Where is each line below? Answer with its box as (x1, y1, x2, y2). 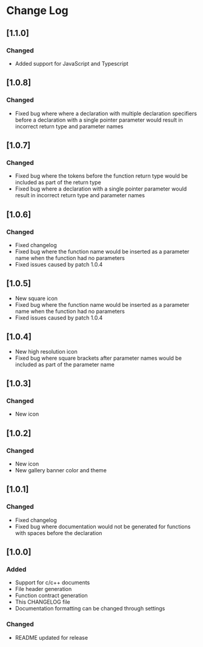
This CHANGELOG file (15, 598, 71, 606)
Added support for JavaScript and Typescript (15, 60, 128, 67)
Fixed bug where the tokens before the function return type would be (15, 172, 188, 180)
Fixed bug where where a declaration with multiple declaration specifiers (15, 110, 197, 117)
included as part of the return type (15, 179, 101, 186)
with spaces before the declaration (15, 529, 102, 536)
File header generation (15, 586, 72, 593)
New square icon (15, 295, 58, 302)
